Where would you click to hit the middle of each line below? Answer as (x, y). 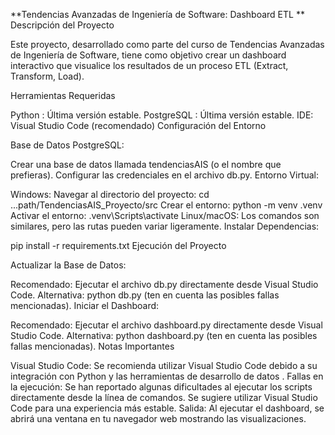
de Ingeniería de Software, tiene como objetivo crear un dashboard (148, 55)
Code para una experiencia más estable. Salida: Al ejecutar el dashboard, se (167, 408)
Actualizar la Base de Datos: (68, 265)
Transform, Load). (47, 76)
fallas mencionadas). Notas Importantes (92, 346)
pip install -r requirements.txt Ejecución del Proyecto (118, 245)
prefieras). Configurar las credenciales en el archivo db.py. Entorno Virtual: (165, 175)
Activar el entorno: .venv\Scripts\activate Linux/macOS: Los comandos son (165, 215)
